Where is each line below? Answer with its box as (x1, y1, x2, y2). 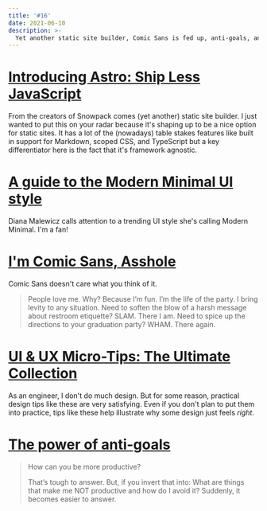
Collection (8, 365, 78, 383)
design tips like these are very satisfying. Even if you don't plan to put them (8, 400, 255, 408)
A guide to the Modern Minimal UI (8, 173, 234, 191)
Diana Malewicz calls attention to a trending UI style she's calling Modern (8, 216, 249, 226)
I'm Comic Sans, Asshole (8, 252, 176, 271)
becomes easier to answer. (27, 494, 117, 504)
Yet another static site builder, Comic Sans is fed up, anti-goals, (15, 33, 250, 42)
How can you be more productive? (27, 462, 141, 471)
